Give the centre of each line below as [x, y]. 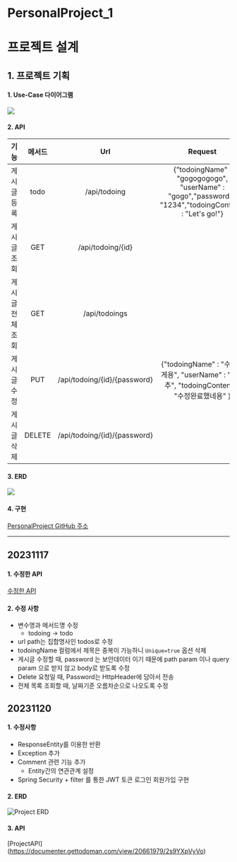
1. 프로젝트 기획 [39, 76]
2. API [16, 127]
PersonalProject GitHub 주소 [48, 526]
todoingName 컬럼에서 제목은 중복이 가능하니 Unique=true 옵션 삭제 [112, 650]
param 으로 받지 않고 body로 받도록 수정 [74, 668]
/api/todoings [106, 313]
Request [202, 152]
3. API [16, 828]
